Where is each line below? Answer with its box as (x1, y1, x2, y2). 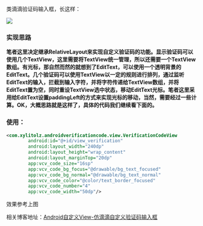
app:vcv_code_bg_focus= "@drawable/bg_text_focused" (28, 166, 162, 172)
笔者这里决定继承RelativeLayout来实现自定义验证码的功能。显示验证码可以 (6, 48, 194, 56)
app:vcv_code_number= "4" (28, 183, 91, 190)
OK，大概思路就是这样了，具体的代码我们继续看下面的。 (16, 101, 158, 109)
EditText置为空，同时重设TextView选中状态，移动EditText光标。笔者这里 (6, 86, 190, 94)
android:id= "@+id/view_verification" (28, 138, 123, 144)
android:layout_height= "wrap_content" (28, 149, 126, 156)
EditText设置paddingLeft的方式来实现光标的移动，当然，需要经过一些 (16, 94, 192, 101)
